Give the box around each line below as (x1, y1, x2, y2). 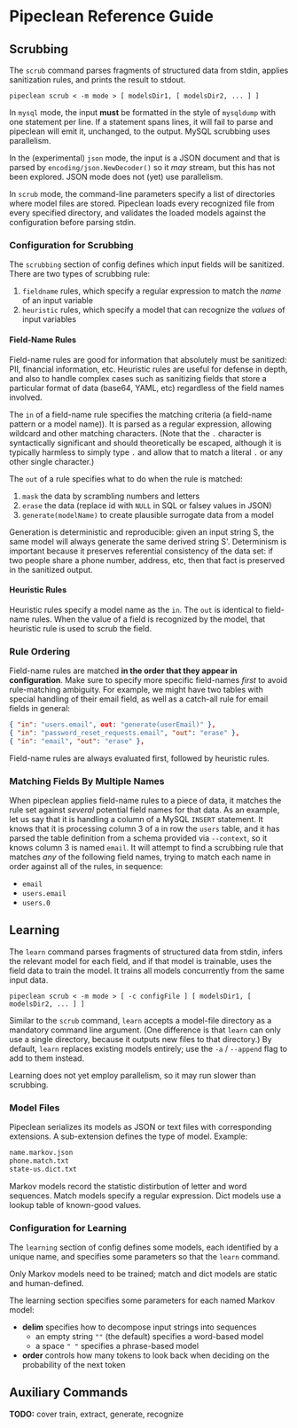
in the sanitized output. (9, 564, 93, 575)
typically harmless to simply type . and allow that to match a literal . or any (9, 446, 284, 458)
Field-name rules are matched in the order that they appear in (9, 665, 238, 676)
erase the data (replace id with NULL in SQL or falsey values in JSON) (21, 499, 272, 511)
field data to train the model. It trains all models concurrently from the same (9, 965, 285, 976)
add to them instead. (9, 1053, 85, 1063)
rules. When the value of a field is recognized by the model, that (31, 614, 266, 624)
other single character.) (9, 456, 95, 467)
